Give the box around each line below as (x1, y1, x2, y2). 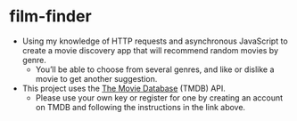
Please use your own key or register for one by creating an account (35, 92, 284, 103)
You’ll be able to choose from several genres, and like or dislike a (35, 64, 275, 75)
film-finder (9, 6, 92, 27)
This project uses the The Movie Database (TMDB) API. (21, 83, 226, 93)
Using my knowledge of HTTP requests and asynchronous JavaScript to (21, 36, 288, 46)
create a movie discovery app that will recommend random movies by (21, 44, 279, 55)
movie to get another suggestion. (35, 73, 158, 84)
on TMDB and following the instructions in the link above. (35, 101, 246, 112)
